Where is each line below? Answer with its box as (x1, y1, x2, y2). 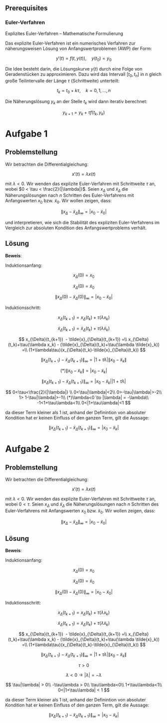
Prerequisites (5, 4, 48, 13)
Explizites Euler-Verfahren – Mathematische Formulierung (5, 30, 124, 37)
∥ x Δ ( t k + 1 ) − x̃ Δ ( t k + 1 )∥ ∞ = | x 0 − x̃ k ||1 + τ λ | (41, 378, 126, 386)
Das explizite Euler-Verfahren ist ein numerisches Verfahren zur (5, 40, 136, 46)
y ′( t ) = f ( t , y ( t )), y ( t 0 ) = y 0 (55, 55, 112, 62)
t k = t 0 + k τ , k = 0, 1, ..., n (56, 88, 111, 95)
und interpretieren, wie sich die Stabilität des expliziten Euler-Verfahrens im (5, 220, 160, 226)
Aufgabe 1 (5, 128, 48, 139)
